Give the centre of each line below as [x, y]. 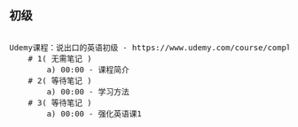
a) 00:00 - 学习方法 [88, 91]
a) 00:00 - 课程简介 [88, 69]
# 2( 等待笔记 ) [60, 80]
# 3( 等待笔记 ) [60, 102]
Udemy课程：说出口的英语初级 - [69, 47]
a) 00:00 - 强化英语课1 [94, 113]
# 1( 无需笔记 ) [60, 58]
